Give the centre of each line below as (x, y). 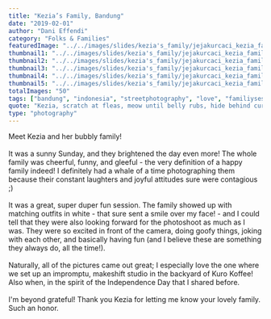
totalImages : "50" (39, 91)
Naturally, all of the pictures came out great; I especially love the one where (134, 265)
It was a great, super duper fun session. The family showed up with (120, 205)
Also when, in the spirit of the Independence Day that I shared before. (124, 282)
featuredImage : (34, 46)
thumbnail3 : (28, 69)
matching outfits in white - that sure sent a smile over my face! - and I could (134, 214)
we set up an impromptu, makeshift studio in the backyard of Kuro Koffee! (131, 274)
